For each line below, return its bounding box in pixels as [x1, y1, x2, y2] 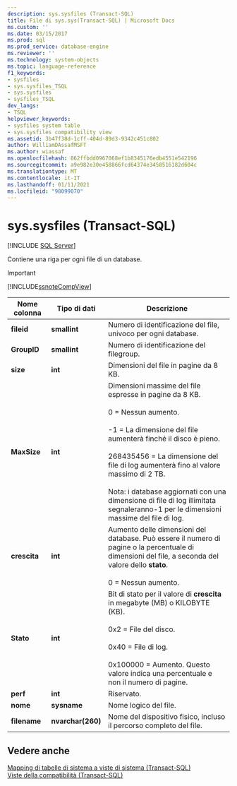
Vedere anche [7, 744, 71, 756]
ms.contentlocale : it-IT [7, 174, 80, 181]
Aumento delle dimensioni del [108, 525, 207, 535]
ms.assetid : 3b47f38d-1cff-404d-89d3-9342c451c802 [7, 135, 159, 142]
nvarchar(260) [51, 716, 102, 726]
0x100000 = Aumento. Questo [108, 660, 210, 669]
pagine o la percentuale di [108, 542, 194, 552]
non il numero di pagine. [108, 677, 188, 687]
